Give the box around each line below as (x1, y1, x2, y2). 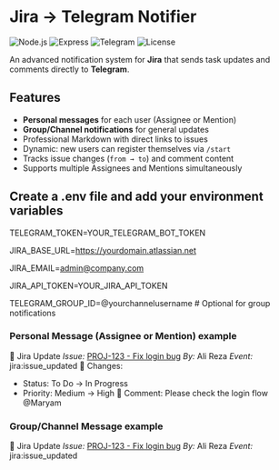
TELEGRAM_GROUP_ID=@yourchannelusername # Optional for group (9, 297, 271, 308)
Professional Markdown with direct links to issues (22, 134, 209, 145)
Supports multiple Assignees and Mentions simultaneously (22, 162, 243, 174)
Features (9, 90, 61, 105)
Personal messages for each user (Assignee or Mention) (22, 114, 237, 125)
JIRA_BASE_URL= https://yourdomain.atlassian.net (9, 245, 197, 255)
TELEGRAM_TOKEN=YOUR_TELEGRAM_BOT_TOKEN (9, 227, 206, 238)
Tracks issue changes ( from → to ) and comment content (22, 153, 234, 164)
